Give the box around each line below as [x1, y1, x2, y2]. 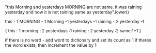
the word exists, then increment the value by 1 [5, 42, 97, 48]
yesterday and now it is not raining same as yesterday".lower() [5, 9, 129, 15]
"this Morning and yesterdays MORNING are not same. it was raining [5, 4, 142, 10]
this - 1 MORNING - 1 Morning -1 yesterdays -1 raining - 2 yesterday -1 [5, 19, 144, 24]
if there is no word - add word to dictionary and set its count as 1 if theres [5, 37, 152, 43]
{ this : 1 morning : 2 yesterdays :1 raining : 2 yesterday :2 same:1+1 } [5, 28, 141, 33]
